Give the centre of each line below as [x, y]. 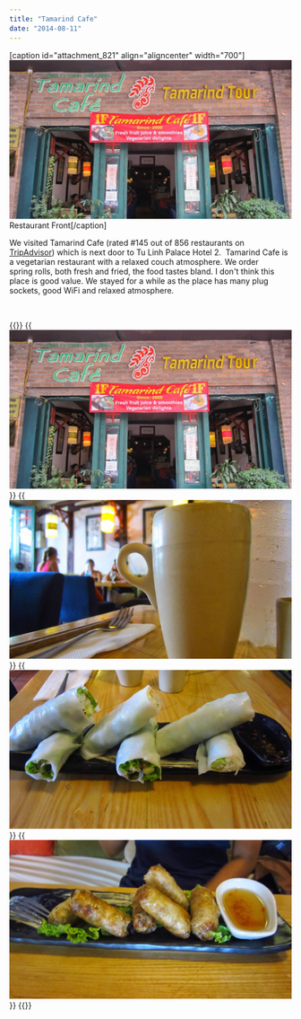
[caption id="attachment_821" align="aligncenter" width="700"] [127, 55]
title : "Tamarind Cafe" [54, 19]
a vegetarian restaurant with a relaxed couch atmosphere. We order [134, 261]
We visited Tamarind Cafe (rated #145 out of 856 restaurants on [127, 242]
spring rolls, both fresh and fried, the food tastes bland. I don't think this [142, 271]
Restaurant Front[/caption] [58, 225]
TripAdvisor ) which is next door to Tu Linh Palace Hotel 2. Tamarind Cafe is [149, 252]
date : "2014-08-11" [46, 28]
